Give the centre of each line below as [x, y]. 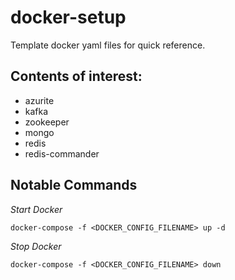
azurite [39, 100]
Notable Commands [74, 185]
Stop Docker [36, 246]
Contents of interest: [76, 76]
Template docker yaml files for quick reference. [108, 45]
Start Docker [36, 209]
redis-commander [62, 153]
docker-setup [68, 17]
